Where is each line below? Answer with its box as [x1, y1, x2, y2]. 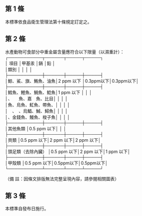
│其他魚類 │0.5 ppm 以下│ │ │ [5, 125, 67, 131]
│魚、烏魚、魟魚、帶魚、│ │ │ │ [5, 102, 70, 108]
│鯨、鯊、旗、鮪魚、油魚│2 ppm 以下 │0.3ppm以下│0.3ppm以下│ [5, 78, 139, 84]
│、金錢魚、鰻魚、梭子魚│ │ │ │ [5, 114, 70, 120]
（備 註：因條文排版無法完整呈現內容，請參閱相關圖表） [5, 175, 119, 182]
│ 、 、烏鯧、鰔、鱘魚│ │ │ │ [5, 108, 68, 114]
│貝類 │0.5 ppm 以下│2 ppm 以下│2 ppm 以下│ [5, 137, 101, 143]
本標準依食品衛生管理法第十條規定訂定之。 [5, 19, 92, 25]
